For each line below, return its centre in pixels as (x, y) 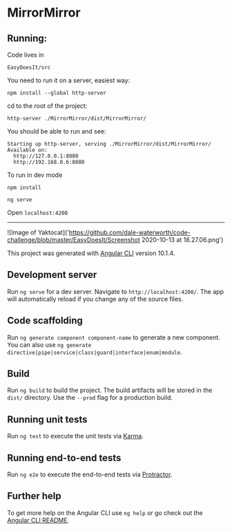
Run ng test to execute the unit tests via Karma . (75, 436)
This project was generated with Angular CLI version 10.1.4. (91, 253)
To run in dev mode (35, 175)
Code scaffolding (45, 320)
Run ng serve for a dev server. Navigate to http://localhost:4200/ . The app (116, 291)
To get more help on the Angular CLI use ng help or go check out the (105, 512)
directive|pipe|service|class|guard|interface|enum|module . (95, 352)
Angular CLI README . (38, 520)
